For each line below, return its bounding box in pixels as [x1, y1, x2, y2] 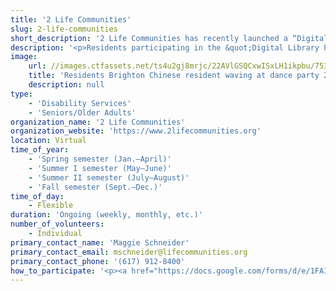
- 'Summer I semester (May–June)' [28, 163, 172, 173]
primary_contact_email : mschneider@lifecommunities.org [10, 247, 248, 257]
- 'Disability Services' [28, 98, 132, 108]
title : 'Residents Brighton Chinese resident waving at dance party [28, 71, 320, 81]
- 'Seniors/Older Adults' [28, 107, 137, 118]
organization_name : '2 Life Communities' [10, 117, 186, 127]
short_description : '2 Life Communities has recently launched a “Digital [10, 33, 329, 43]
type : [10, 89, 33, 99]
